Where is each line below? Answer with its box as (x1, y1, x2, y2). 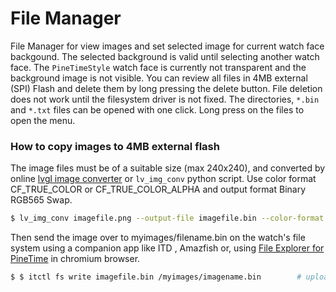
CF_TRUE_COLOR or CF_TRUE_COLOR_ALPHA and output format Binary (10, 183, 307, 196)
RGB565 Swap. (10, 194, 73, 206)
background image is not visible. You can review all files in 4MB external (10, 72, 308, 84)
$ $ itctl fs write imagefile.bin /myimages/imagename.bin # (10, 272, 302, 282)
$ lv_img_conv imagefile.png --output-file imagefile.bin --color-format (10, 213, 325, 224)
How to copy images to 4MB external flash (10, 139, 220, 153)
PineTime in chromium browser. (10, 253, 141, 265)
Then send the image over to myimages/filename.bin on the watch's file (10, 232, 306, 244)
